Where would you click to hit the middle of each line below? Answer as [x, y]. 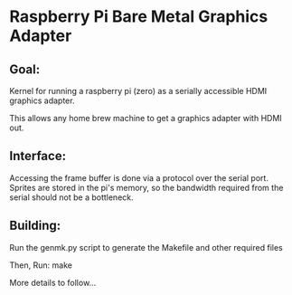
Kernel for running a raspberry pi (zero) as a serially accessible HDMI [138, 91]
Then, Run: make [41, 265]
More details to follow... [53, 282]
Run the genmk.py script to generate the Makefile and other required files [146, 247]
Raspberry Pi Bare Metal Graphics [139, 17]
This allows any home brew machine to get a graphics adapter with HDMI [146, 118]
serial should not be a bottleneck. [71, 197]
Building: [35, 226]
